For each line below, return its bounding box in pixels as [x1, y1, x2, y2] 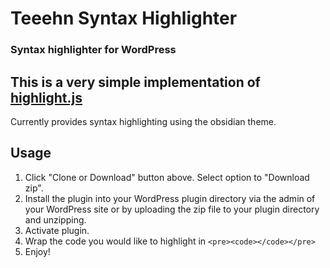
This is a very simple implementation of [10, 73, 261, 91]
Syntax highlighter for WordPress [10, 43, 177, 57]
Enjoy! [24, 245, 51, 257]
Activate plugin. [24, 224, 90, 236]
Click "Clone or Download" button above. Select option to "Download [24, 171, 310, 183]
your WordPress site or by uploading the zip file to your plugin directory [24, 203, 320, 215]
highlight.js [10, 89, 83, 106]
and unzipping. [24, 213, 87, 226]
